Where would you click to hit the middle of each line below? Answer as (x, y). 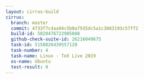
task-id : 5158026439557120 (44, 45)
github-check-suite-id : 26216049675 (56, 39)
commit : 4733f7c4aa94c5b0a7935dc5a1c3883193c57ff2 (75, 28)
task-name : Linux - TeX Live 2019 (53, 56)
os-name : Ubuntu (31, 61)
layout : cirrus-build (32, 12)
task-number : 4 (30, 50)
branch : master (30, 23)
